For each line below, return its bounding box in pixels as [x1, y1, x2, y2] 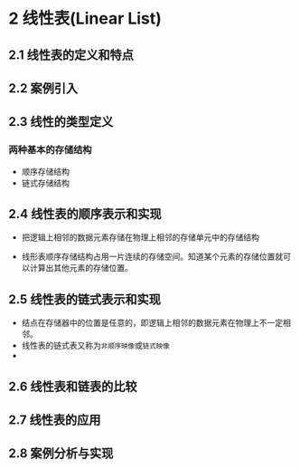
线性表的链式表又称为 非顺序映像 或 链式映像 [21, 340, 170, 351]
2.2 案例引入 [8, 81, 79, 96]
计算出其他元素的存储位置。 [29, 263, 133, 273]
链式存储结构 [21, 177, 70, 188]
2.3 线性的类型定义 [8, 114, 114, 129]
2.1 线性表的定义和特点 [8, 47, 135, 62]
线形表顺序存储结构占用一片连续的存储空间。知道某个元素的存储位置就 [21, 251, 284, 263]
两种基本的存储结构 [8, 144, 92, 157]
